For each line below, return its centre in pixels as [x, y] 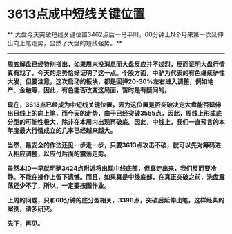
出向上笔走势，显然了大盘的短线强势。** [65, 43]
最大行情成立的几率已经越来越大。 [67, 130]
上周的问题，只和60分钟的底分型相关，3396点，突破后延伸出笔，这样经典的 [116, 200]
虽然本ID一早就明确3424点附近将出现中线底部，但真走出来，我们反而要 [109, 168]
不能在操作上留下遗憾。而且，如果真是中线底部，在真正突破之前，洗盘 [119, 177]
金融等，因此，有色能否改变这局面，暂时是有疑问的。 [95, 89]
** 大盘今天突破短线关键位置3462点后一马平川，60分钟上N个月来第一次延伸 [115, 34]
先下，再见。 [25, 223]
